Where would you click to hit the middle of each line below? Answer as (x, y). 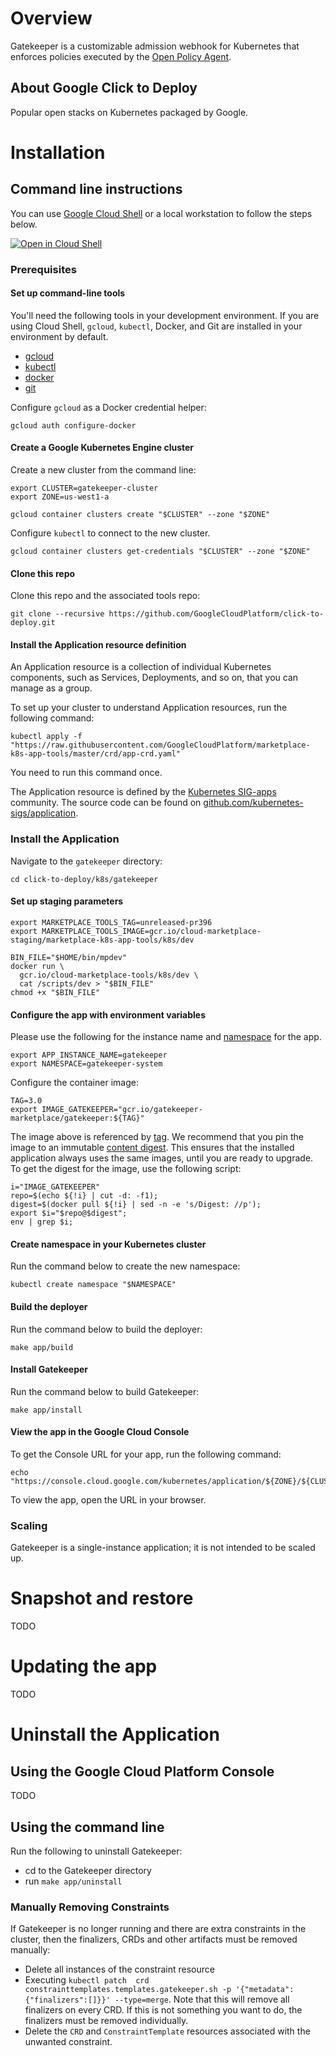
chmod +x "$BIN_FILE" (55, 992)
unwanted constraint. (68, 2042)
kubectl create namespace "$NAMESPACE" (93, 1285)
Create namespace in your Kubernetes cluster (108, 1244)
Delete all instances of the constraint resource (119, 1969)
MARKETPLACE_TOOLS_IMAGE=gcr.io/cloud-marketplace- (151, 931)
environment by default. (59, 336)
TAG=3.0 (26, 1101)
